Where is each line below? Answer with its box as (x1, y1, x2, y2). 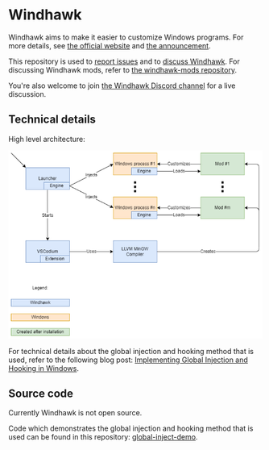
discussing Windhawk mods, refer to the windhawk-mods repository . (8, 65, 238, 74)
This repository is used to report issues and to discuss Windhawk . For (8, 56, 240, 66)
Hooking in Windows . (8, 363, 79, 373)
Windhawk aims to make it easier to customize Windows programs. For (8, 32, 244, 42)
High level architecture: (8, 134, 86, 144)
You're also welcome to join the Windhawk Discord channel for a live (8, 81, 236, 90)
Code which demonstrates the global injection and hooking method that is (8, 423, 254, 433)
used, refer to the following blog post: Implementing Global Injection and (8, 355, 248, 365)
